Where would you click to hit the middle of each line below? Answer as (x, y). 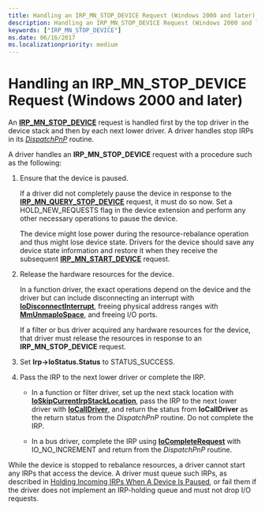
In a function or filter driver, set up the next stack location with (132, 393)
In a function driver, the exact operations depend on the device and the (135, 289)
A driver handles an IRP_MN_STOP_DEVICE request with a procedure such (130, 155)
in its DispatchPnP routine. (51, 140)
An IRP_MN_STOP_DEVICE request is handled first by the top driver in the (129, 122)
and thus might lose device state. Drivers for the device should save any (137, 242)
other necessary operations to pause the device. (99, 218)
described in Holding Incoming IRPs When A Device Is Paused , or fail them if (132, 482)
